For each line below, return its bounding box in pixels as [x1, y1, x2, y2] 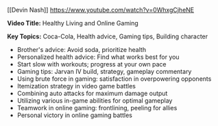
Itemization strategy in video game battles [16, 82, 136, 90]
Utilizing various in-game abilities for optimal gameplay [16, 97, 173, 105]
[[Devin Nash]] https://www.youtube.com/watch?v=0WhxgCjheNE [7, 6, 195, 14]
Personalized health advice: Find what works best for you [16, 53, 180, 61]
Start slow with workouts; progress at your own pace [16, 60, 167, 68]
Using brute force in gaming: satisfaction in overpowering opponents [16, 75, 212, 83]
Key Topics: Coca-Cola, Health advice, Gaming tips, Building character [7, 32, 208, 40]
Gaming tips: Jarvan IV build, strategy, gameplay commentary [16, 68, 192, 75]
